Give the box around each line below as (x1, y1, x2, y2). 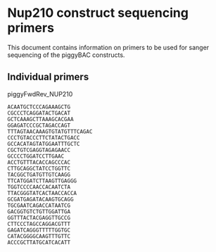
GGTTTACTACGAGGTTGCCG (7, 214, 71, 221)
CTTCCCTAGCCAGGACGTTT (7, 220, 71, 227)
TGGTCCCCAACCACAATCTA (7, 183, 71, 191)
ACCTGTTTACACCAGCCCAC (7, 158, 71, 166)
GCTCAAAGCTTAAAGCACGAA (7, 115, 74, 122)
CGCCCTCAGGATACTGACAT (7, 109, 71, 117)
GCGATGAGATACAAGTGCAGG (7, 196, 74, 203)
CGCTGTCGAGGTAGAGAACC (7, 146, 71, 153)
